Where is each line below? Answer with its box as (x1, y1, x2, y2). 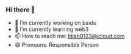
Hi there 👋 (5, 5, 36, 14)
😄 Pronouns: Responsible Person (14, 41, 99, 49)
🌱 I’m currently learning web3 (14, 25, 89, 33)
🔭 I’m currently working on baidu (14, 19, 97, 27)
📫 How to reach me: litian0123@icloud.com (14, 33, 126, 40)
